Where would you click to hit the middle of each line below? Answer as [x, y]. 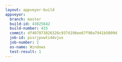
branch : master [25, 19]
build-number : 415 [29, 28]
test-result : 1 [25, 51]
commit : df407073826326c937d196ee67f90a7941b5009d [63, 33]
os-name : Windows [28, 47]
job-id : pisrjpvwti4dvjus [37, 38]
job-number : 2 [24, 42]
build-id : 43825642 [30, 24]
